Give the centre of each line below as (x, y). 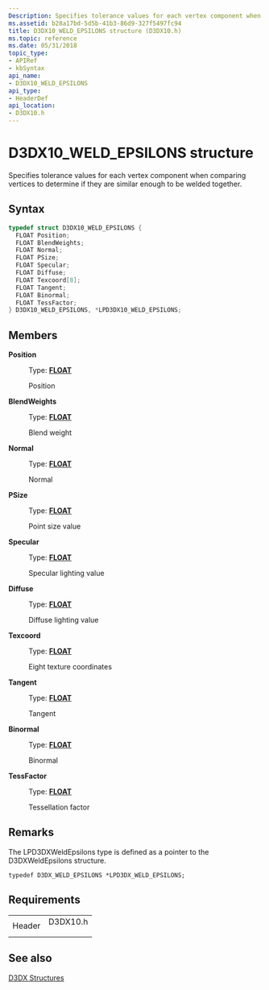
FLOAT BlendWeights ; (50, 242)
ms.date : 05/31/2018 (43, 46)
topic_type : (28, 53)
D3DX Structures (36, 978)
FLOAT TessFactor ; (47, 303)
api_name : (25, 76)
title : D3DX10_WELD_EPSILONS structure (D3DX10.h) (95, 31)
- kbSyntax (27, 68)
